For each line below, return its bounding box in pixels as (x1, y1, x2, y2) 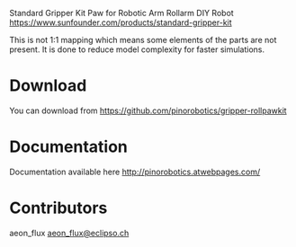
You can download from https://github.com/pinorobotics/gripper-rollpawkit (9, 105, 287, 116)
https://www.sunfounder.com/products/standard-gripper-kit (9, 17, 232, 28)
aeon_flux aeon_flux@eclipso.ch (9, 227, 130, 238)
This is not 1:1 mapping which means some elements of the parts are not (9, 35, 277, 45)
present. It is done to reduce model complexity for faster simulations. (9, 44, 265, 55)
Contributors (9, 198, 108, 218)
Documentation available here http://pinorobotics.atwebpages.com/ (9, 166, 261, 177)
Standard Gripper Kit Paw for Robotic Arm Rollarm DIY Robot (9, 8, 234, 18)
